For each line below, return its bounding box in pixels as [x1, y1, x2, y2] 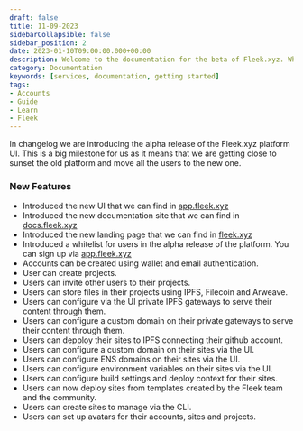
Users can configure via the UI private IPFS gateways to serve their [22, 297, 272, 307]
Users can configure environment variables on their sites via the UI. [22, 363, 273, 374]
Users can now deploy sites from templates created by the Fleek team [22, 382, 283, 393]
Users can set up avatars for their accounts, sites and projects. [22, 411, 257, 422]
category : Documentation [9, 64, 103, 73]
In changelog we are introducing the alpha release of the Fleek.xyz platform [9, 139, 290, 150]
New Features [9, 180, 72, 193]
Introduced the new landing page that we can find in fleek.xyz [22, 229, 252, 240]
